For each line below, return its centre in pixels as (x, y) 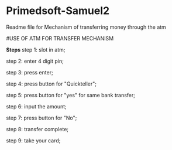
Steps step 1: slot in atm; (36, 50)
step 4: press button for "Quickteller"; (51, 84)
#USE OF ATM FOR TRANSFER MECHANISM (60, 38)
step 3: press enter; (30, 72)
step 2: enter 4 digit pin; (35, 61)
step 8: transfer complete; (37, 129)
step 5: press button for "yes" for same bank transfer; (71, 95)
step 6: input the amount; (37, 106)
